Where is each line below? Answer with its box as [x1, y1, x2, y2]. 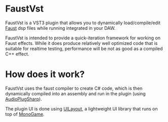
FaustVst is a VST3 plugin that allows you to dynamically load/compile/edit [5, 20, 161, 26]
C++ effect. [5, 51, 29, 57]
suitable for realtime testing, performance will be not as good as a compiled [5, 45, 163, 51]
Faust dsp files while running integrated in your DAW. [5, 25, 115, 31]
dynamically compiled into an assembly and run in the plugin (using [5, 90, 146, 96]
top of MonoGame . [5, 111, 45, 117]
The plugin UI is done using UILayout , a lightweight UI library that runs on [5, 105, 158, 111]
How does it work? [5, 69, 85, 80]
